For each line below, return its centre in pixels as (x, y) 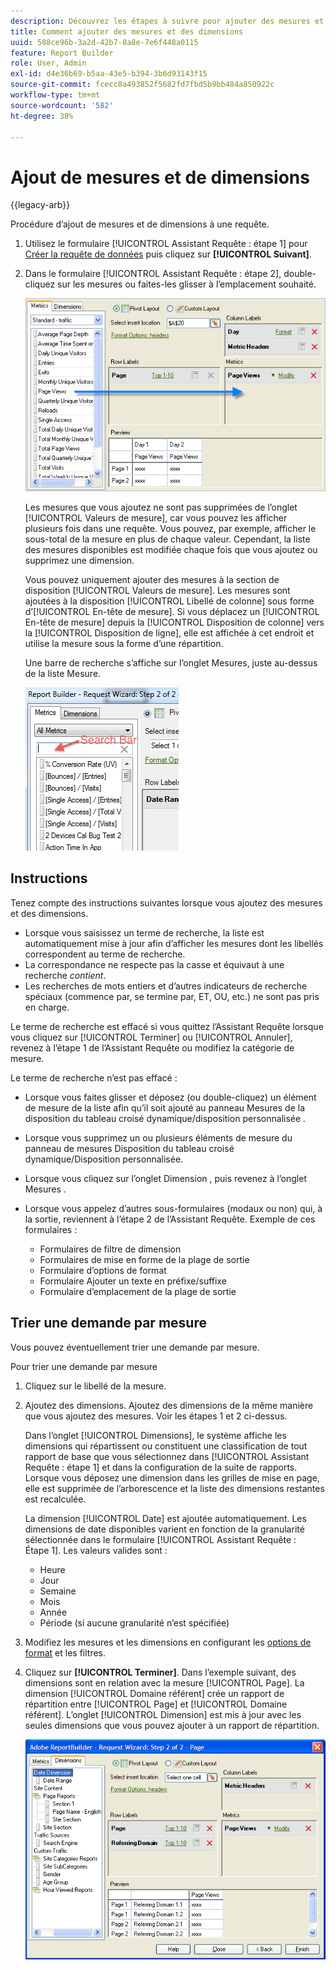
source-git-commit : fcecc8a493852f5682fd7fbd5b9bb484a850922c (142, 85)
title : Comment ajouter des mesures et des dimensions (127, 31)
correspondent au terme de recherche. (105, 954)
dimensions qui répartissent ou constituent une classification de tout (166, 1446)
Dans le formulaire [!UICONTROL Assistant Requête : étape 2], (153, 274)
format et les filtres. (65, 1652)
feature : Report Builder (62, 53)
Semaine (58, 1591)
